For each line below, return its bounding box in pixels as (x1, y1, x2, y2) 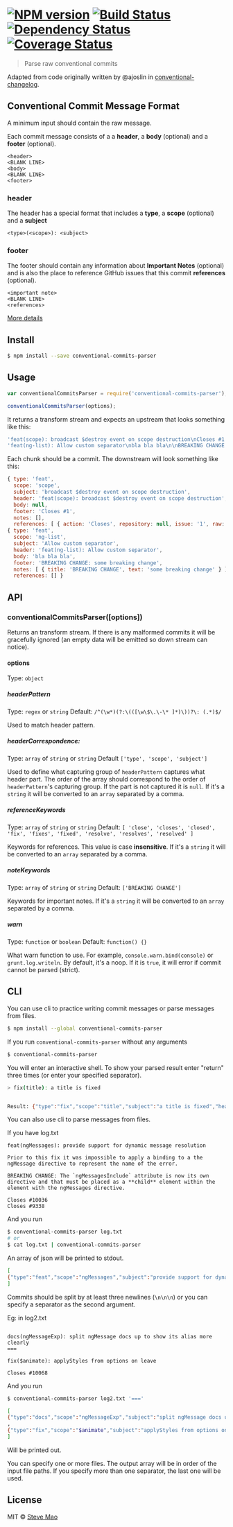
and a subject (7, 216, 47, 225)
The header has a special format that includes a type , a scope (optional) (7, 209, 215, 218)
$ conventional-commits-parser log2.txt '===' (7, 1395, 144, 1402)
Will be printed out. (7, 1446, 62, 1454)
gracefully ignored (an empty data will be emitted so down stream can (7, 635, 208, 644)
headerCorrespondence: (7, 736, 80, 745)
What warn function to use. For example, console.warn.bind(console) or (7, 951, 214, 960)
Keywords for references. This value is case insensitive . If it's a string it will (7, 843, 226, 851)
